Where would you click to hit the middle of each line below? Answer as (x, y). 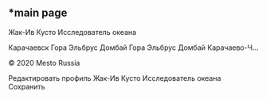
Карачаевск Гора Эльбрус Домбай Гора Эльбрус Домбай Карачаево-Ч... (133, 48)
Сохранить (27, 86)
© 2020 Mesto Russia (44, 63)
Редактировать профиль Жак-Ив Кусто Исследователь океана (115, 78)
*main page (38, 13)
